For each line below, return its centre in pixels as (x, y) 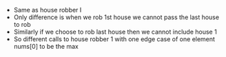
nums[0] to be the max (46, 46)
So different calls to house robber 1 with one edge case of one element (114, 39)
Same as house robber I (48, 10)
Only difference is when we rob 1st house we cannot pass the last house (116, 17)
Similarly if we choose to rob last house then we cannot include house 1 (115, 32)
